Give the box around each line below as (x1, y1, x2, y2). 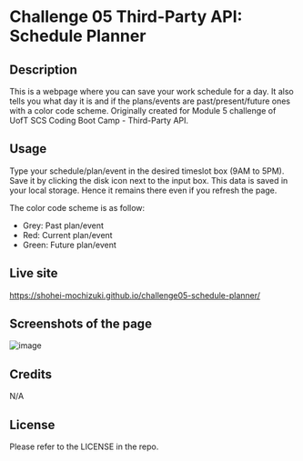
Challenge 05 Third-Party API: (9, 6, 243, 27)
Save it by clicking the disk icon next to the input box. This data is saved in (9, 175, 288, 185)
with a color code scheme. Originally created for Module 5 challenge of (9, 105, 277, 115)
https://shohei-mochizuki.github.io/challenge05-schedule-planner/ (9, 289, 261, 301)
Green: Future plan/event (22, 239, 116, 250)
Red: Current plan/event (22, 229, 113, 240)
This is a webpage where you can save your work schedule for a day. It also (9, 86, 294, 96)
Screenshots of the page (9, 316, 153, 332)
